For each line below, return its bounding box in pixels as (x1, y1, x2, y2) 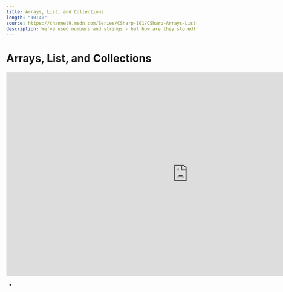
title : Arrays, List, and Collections (6, 8, 104, 15)
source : (6, 20, 26, 26)
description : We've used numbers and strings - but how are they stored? (6, 25, 197, 32)
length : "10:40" (6, 15, 47, 21)
